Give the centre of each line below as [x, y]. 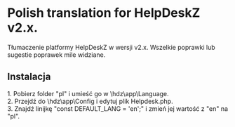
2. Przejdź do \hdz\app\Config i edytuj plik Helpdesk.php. [90, 101]
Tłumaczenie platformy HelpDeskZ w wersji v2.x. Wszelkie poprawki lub [111, 47]
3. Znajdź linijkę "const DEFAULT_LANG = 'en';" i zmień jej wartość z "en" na [118, 108]
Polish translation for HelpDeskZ [104, 13]
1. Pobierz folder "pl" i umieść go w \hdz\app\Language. [88, 93]
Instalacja [29, 77]
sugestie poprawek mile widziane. [56, 55]
